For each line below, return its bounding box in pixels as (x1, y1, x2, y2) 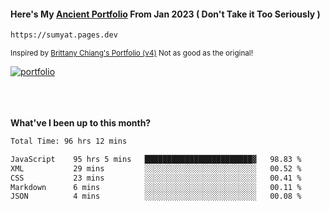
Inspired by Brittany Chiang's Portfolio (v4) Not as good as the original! (10, 48, 253, 59)
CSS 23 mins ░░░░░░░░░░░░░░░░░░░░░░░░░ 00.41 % (10, 173, 302, 183)
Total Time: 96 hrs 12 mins (10, 136, 128, 147)
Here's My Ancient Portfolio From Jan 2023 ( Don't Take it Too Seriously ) (10, 8, 321, 20)
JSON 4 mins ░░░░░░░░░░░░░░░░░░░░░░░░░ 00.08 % (10, 191, 302, 202)
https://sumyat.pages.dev (10, 30, 118, 40)
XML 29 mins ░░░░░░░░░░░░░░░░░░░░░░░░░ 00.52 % (10, 163, 302, 174)
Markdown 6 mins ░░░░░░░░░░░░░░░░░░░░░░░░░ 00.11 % (10, 182, 302, 192)
